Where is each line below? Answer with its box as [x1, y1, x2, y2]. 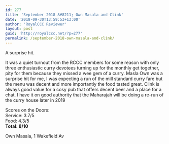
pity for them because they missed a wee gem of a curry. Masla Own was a [5, 70, 163, 76]
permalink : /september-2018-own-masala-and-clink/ [5, 36, 115, 41]
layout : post [5, 26, 33, 31]
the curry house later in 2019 [5, 97, 65, 103]
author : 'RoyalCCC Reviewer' [5, 21, 67, 27]
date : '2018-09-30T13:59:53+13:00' [5, 17, 81, 22]
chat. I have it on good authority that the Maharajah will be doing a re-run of [5, 92, 164, 98]
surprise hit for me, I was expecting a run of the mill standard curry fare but [5, 76, 163, 82]
